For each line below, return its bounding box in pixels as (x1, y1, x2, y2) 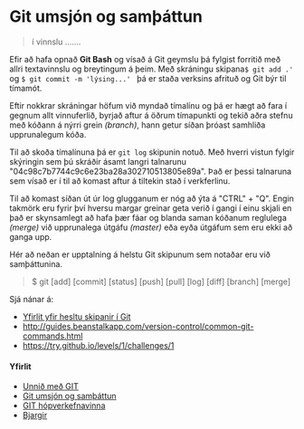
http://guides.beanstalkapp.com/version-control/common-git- (22, 320, 254, 331)
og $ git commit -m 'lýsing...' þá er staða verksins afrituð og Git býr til (9, 72, 287, 83)
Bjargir (22, 410, 48, 421)
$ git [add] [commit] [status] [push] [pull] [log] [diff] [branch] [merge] (31, 276, 291, 287)
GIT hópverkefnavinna (22, 400, 106, 411)
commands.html (22, 330, 83, 341)
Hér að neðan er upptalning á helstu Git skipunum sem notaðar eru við (9, 249, 271, 260)
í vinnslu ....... (31, 36, 81, 47)
